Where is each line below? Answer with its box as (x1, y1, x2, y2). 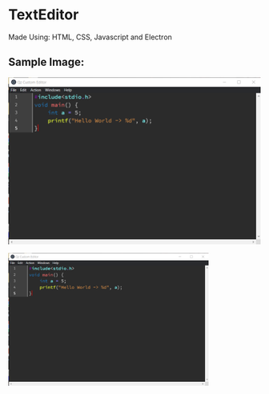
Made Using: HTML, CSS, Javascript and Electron (8, 32, 172, 42)
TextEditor (8, 6, 79, 24)
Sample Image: (8, 55, 85, 69)
